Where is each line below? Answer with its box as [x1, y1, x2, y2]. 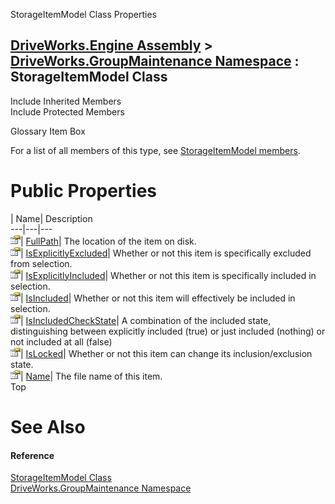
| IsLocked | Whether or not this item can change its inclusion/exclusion [20, 347, 313, 359]
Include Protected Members [10, 105, 125, 118]
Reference [10, 449, 55, 461]
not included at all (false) [10, 335, 113, 348]
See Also [10, 415, 86, 438]
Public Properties [10, 180, 158, 202]
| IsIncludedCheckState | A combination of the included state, [20, 314, 272, 326]
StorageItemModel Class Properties [10, 9, 157, 20]
